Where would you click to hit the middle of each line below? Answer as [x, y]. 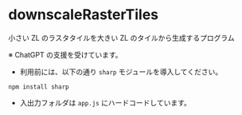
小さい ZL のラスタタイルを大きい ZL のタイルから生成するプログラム [121, 38]
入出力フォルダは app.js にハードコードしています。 [105, 102]
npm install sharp [39, 87]
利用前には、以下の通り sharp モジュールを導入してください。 [121, 71]
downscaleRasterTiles [84, 15]
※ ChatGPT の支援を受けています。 [65, 54]
